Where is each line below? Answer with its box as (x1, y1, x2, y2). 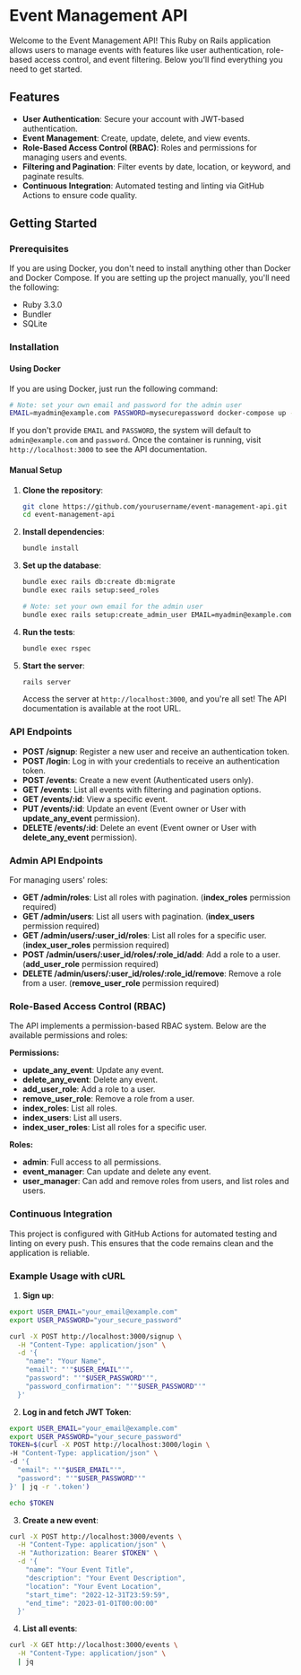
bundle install (21, 544, 80, 553)
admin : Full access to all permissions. (21, 1156, 162, 1167)
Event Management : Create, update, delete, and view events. (21, 132, 251, 144)
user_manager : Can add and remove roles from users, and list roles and (21, 1176, 289, 1187)
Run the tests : (21, 626, 76, 637)
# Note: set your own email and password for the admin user (9, 400, 243, 409)
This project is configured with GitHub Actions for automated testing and (9, 1228, 278, 1239)
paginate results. (21, 170, 85, 181)
